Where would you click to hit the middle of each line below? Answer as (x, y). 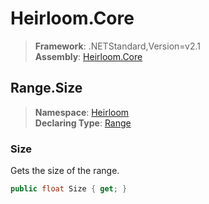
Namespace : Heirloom (82, 112)
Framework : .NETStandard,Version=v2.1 (117, 46)
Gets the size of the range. (65, 171)
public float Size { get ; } (69, 189)
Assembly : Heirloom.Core (88, 56)
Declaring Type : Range (83, 123)
